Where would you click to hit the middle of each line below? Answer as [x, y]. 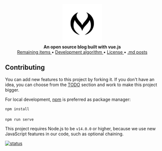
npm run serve [20, 120]
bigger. [12, 90]
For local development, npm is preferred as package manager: [68, 99]
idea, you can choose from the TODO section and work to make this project [81, 85]
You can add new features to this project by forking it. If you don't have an [80, 79]
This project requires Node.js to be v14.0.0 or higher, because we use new [80, 129]
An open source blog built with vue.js [82, 47]
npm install [17, 109]
